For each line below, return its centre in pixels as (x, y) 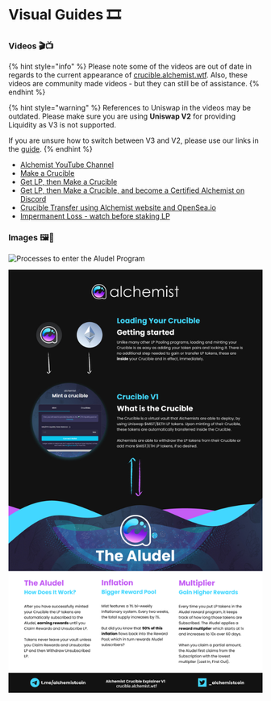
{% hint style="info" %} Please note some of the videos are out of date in (130, 67)
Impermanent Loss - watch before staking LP (95, 216)
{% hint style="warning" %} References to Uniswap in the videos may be (130, 108)
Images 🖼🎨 (31, 238)
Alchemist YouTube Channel (67, 165)
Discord (33, 199)
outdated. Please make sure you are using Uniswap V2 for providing (122, 116)
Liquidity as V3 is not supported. (63, 125)
